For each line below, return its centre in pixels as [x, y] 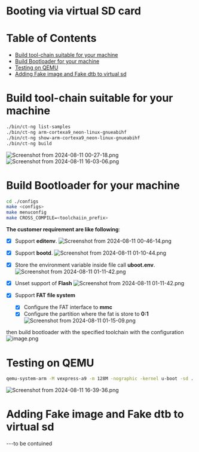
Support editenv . [36, 241]
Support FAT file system [45, 295]
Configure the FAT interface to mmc [68, 307]
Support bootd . [34, 253]
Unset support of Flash [43, 283]
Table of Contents [51, 39]
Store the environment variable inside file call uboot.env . [85, 265]
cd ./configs [22, 201]
